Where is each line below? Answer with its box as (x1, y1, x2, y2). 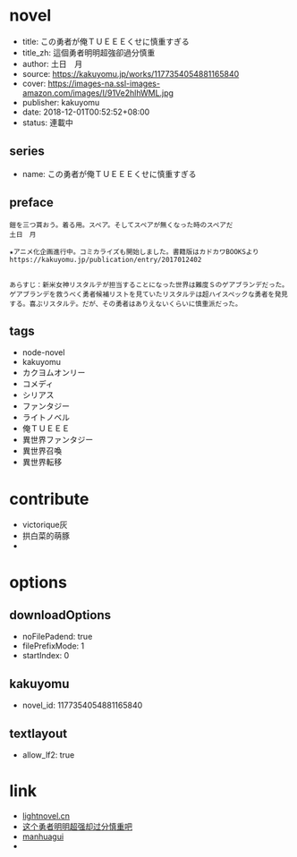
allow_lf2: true (21, 749, 75, 760)
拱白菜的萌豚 (21, 530, 70, 541)
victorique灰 (21, 520, 68, 530)
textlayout (9, 725, 68, 741)
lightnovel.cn (21, 810, 70, 821)
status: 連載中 (21, 117, 73, 128)
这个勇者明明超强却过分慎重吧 (21, 820, 132, 832)
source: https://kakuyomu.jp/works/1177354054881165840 (21, 68, 240, 79)
